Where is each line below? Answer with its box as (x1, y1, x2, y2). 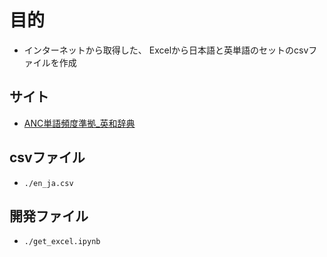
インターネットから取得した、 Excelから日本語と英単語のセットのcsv (23, 44, 309, 56)
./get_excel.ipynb (23, 237, 101, 247)
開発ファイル (9, 207, 89, 225)
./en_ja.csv (23, 178, 74, 188)
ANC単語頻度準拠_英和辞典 (23, 117, 136, 129)
